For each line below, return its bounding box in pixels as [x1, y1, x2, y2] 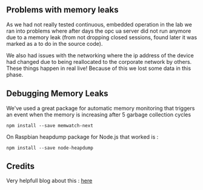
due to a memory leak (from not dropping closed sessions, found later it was [6, 33, 198, 41]
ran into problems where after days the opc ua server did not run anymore [6, 27, 191, 34]
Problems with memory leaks [6, 5, 119, 15]
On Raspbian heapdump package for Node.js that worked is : [6, 133, 159, 141]
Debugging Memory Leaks [6, 89, 108, 99]
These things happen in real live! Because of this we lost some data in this [6, 65, 191, 72]
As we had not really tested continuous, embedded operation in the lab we [6, 21, 192, 28]
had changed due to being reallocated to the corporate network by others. [6, 58, 192, 65]
